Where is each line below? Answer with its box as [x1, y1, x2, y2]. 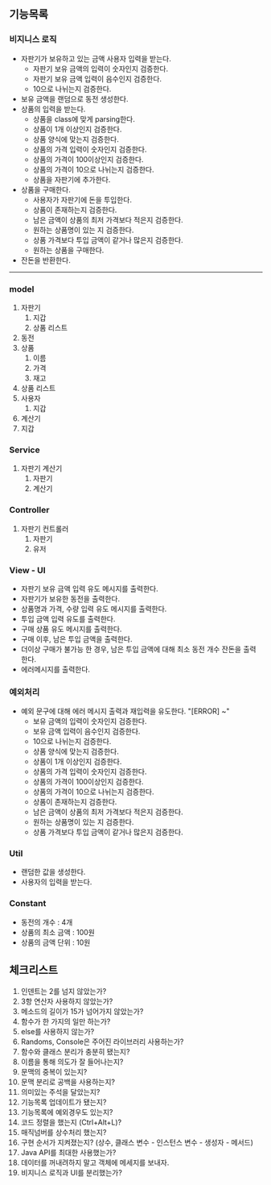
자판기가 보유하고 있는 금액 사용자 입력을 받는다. [20, 53, 171, 63]
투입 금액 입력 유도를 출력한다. [20, 613, 116, 623]
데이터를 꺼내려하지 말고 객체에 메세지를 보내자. [20, 1158, 170, 1167]
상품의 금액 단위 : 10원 [20, 938, 91, 947]
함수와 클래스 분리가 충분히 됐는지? [20, 1046, 130, 1056]
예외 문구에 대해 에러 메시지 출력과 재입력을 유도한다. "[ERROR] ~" [20, 706, 230, 716]
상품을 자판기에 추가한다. [32, 174, 111, 184]
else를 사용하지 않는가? [20, 1026, 95, 1036]
